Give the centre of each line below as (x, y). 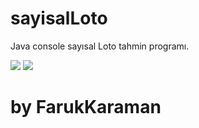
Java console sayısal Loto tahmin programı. (100, 46)
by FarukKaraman (86, 107)
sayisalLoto (59, 18)
